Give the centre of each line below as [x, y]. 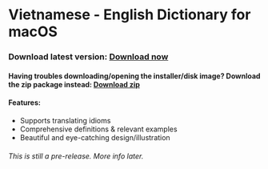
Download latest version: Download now [88, 57]
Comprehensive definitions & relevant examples [98, 129]
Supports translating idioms [65, 120]
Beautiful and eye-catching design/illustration [95, 137]
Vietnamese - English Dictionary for [130, 15]
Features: [25, 103]
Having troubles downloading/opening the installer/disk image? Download [134, 76]
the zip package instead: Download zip [74, 84]
